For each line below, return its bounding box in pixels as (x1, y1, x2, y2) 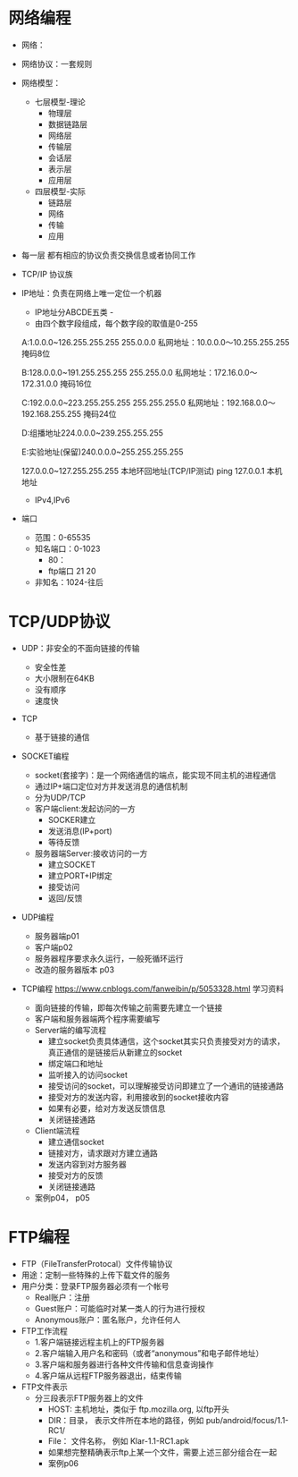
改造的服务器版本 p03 (34, 963, 115, 975)
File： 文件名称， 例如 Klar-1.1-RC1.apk (47, 1435, 189, 1446)
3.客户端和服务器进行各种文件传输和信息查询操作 (34, 1359, 214, 1370)
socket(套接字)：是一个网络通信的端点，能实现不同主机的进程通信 (34, 769, 277, 780)
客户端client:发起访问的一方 (34, 802, 136, 814)
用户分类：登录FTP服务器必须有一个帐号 (21, 1280, 170, 1291)
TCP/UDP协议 (8, 612, 111, 632)
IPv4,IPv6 (34, 494, 70, 505)
